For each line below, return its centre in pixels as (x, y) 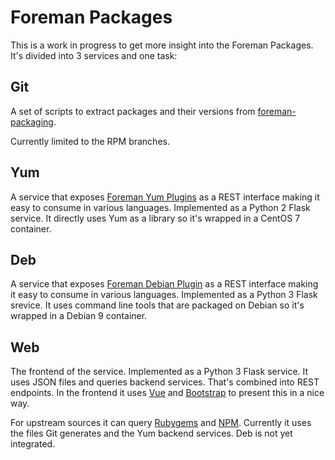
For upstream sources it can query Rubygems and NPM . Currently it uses (161, 423)
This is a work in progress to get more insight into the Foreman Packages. (162, 45)
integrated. (33, 444)
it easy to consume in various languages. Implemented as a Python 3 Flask (164, 295)
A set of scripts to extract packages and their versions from (133, 111)
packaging (32, 122)
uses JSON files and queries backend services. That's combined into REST (165, 382)
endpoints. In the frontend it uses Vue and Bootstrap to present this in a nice (167, 393)
